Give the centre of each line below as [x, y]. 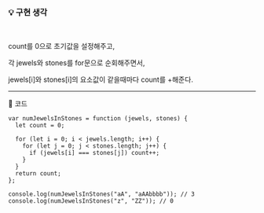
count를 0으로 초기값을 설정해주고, [62, 46]
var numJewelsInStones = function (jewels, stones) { [98, 119]
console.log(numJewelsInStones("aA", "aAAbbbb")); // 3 [101, 194]
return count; [38, 174]
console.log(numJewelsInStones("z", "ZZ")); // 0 [91, 201]
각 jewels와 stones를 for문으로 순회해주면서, [77, 63]
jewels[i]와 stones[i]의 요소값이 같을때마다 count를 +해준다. [101, 79]
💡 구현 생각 [28, 12]
